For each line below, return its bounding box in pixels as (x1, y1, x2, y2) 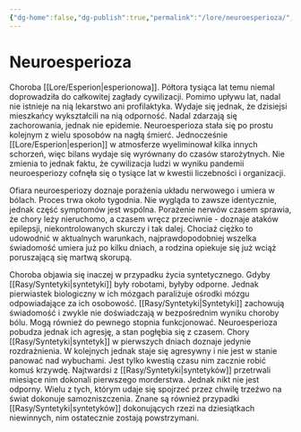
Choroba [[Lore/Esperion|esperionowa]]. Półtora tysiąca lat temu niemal (9, 82, 275, 93)
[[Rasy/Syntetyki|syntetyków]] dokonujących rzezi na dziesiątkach (9, 402, 255, 413)
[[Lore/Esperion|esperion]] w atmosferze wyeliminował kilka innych (9, 138, 258, 149)
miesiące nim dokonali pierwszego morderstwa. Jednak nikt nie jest (9, 374, 260, 384)
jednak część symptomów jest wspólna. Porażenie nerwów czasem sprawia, (9, 204, 292, 215)
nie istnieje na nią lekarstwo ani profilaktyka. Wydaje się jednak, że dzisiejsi (9, 101, 288, 111)
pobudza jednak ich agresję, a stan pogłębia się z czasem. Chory (9, 326, 250, 337)
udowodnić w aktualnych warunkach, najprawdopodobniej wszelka (9, 233, 257, 243)
